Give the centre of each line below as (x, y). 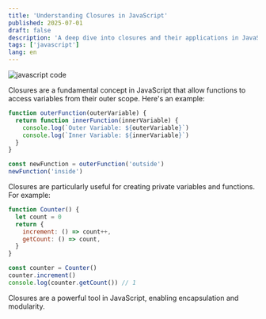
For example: (30, 195)
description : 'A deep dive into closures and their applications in (123, 38)
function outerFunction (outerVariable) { (78, 113)
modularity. (27, 306)
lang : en (23, 52)
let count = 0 (38, 217)
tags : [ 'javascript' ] (44, 45)
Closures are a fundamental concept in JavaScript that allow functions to (127, 90)
